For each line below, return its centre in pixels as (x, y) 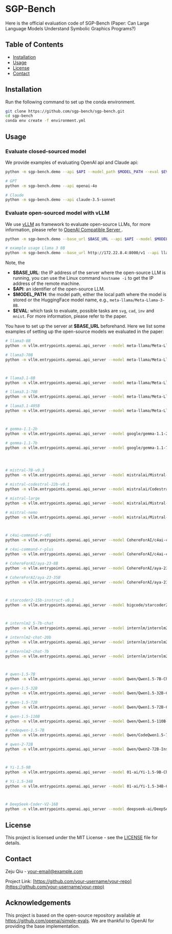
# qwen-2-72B (19, 744)
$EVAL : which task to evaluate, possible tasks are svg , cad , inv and (83, 311)
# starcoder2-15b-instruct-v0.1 (40, 600)
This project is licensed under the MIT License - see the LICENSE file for (81, 837)
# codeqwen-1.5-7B (25, 731)
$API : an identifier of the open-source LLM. (59, 289)
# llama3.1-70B (21, 392)
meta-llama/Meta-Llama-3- (137, 300)
